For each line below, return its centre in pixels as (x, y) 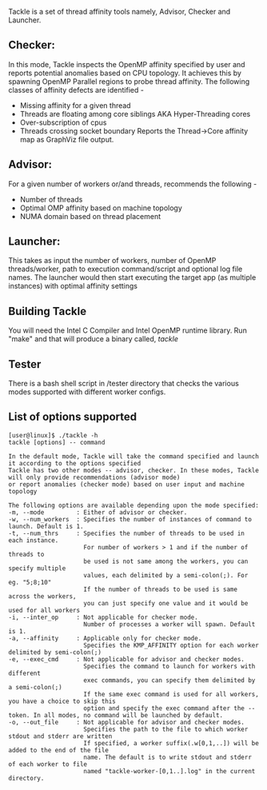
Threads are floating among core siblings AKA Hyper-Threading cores (135, 114)
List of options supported (73, 417)
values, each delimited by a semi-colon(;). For (166, 575)
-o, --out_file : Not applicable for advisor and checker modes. (127, 722)
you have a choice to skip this (62, 701)
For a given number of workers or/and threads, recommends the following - (133, 184)
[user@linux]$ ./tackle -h (53, 435)
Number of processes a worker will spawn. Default (169, 624)
